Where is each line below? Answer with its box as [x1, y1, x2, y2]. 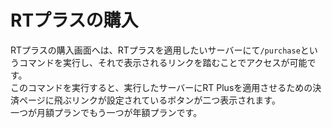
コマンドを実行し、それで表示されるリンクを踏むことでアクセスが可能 [18, 56, 308, 68]
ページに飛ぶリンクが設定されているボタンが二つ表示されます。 [18, 94, 281, 106]
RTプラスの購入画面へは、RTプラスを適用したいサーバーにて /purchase [10, 44, 301, 56]
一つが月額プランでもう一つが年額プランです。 [10, 106, 203, 118]
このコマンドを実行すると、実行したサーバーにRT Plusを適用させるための [10, 81, 313, 93]
